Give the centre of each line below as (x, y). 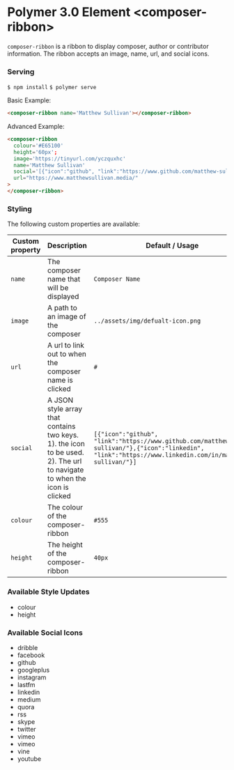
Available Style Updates (48, 592)
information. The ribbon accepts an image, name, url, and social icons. (108, 54)
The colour (65, 507)
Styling (20, 208)
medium (29, 699)
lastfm (26, 684)
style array (65, 409)
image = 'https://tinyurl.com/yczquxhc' (70, 159)
